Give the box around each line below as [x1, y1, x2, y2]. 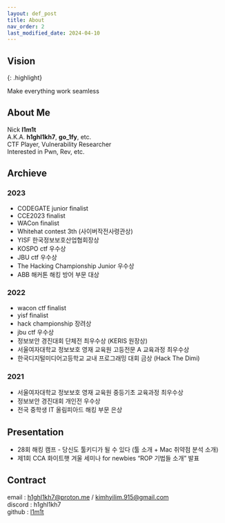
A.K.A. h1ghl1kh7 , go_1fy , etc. [7, 132, 92, 141]
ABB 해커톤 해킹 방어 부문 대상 [17, 270, 100, 278]
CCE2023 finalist [17, 211, 66, 220]
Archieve [7, 168, 47, 179]
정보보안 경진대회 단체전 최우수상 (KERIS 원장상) [17, 337, 148, 345]
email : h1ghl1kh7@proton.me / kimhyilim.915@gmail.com [7, 493, 169, 501]
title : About [7, 17, 45, 24]
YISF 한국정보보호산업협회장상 [17, 236, 99, 244]
